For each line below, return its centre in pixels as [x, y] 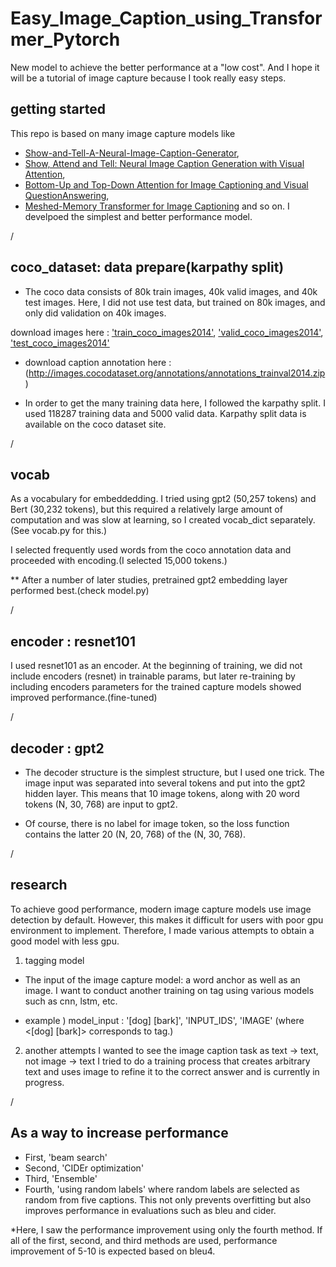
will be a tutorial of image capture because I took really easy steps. [148, 78]
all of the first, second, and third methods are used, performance [144, 1240]
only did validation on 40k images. [95, 313]
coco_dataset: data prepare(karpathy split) [147, 267]
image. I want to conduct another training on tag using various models [169, 990]
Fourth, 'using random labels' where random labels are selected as [162, 1189]
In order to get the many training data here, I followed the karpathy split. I [175, 403]
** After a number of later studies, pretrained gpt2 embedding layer [149, 580]
